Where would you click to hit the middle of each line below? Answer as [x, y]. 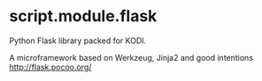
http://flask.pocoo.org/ [50, 67]
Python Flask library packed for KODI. [78, 40]
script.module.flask [83, 16]
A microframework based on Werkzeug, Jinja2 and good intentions [131, 57]
